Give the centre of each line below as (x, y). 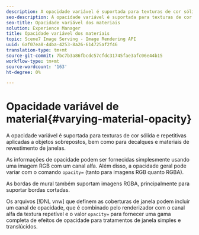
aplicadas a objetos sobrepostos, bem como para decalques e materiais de (98, 142)
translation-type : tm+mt (37, 50)
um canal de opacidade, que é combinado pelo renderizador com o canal (96, 208)
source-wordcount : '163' (37, 67)
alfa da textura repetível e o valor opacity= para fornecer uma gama (89, 214)
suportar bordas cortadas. (38, 190)
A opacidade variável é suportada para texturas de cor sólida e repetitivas (96, 136)
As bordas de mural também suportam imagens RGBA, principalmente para (98, 184)
